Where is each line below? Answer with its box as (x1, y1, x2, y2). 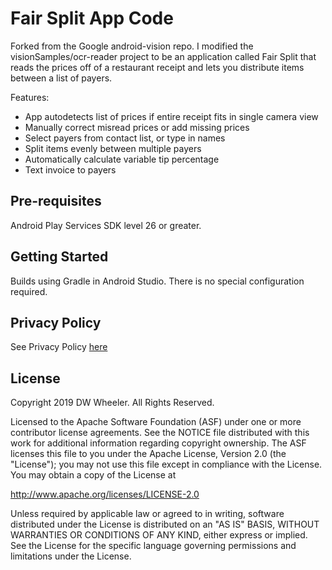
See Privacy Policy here (10, 341, 108, 353)
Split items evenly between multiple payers (24, 142, 202, 154)
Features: (10, 91, 50, 103)
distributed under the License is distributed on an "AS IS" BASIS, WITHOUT (10, 518, 320, 531)
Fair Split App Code (10, 7, 174, 30)
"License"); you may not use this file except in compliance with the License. (10, 458, 323, 471)
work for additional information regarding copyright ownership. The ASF (10, 437, 307, 449)
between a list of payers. (10, 72, 113, 84)
